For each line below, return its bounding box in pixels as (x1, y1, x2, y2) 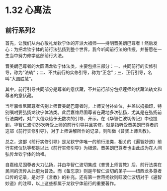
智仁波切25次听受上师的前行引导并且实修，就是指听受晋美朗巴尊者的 (18, 122, 159, 128)
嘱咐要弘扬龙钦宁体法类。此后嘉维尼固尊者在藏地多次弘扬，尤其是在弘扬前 (9, 109, 162, 115)
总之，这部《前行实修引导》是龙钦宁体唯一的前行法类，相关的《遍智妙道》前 (5, 139, 162, 145)
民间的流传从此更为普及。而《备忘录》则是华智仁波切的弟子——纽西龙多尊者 (5, 168, 162, 174)
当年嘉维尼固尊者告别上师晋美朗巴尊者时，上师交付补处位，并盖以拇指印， (5, 103, 158, 109)
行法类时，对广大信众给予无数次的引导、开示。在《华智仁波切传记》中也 (5, 116, 153, 121)
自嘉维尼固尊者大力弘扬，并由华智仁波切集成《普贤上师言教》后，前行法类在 (5, 162, 162, 168)
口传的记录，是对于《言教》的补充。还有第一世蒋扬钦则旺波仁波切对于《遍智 (5, 174, 162, 180)
